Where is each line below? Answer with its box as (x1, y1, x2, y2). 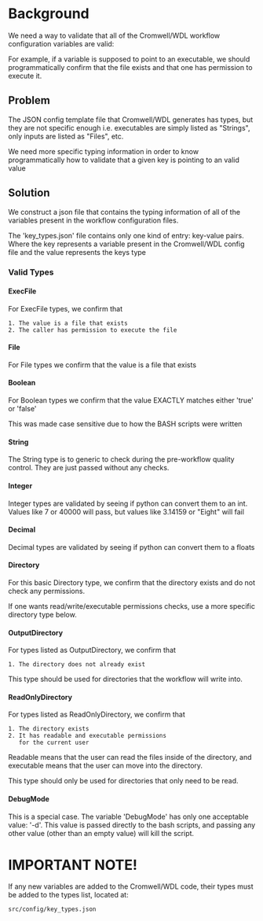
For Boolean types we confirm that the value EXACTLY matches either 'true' (8, 396, 254, 405)
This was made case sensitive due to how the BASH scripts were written (8, 419, 243, 429)
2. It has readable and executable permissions (8, 732, 167, 740)
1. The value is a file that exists (8, 319, 128, 327)
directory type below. (8, 610, 77, 619)
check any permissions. (8, 586, 85, 595)
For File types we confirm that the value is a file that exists (8, 359, 197, 370)
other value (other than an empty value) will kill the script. (8, 828, 195, 838)
